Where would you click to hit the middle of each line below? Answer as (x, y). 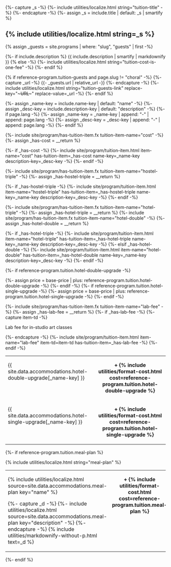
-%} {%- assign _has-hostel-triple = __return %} (70, 176)
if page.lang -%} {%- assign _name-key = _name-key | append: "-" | (77, 114)
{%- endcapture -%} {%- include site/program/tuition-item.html (72, 337)
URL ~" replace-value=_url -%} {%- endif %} (67, 93)
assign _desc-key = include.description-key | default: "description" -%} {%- (85, 109)
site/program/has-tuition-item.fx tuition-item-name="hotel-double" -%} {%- (85, 218)
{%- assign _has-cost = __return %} (43, 140)
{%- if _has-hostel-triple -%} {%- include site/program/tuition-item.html (81, 186)
